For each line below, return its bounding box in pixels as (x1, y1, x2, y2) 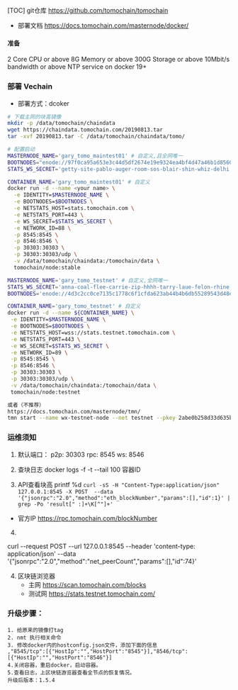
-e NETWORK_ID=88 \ (13, 224, 72, 232)
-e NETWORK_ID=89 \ (10, 349, 69, 356)
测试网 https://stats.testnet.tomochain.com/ (28, 589, 156, 598)
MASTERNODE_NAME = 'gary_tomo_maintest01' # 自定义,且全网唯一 (7, 152, 183, 160)
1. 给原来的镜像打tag (7, 626, 64, 633)
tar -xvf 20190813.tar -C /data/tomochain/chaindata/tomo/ (7, 133, 186, 140)
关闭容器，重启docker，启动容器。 (13, 662, 101, 669)
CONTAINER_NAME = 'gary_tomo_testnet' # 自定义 (7, 303, 141, 310)
